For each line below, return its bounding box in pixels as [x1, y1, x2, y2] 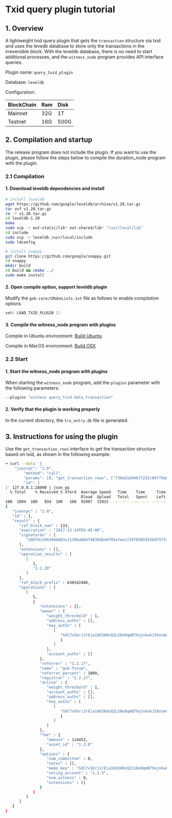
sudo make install [5, 273, 45, 278]
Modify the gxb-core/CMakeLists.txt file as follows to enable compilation [5, 295, 159, 302]
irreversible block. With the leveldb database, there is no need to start [5, 49, 153, 54]
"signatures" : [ [18, 532, 56, 538]
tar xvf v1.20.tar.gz [5, 206, 52, 211]
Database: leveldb [5, 79, 45, 85]
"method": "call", [24, 470, 63, 476]
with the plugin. [5, 160, 38, 166]
